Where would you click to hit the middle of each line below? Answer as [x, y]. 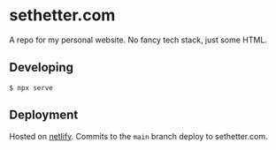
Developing [41, 67]
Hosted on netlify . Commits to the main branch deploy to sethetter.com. [138, 136]
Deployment [44, 115]
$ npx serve [31, 88]
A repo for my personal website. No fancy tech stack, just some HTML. [138, 40]
